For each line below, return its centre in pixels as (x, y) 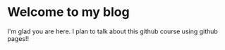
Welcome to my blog (68, 12)
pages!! (18, 38)
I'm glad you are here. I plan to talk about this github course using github (113, 31)
